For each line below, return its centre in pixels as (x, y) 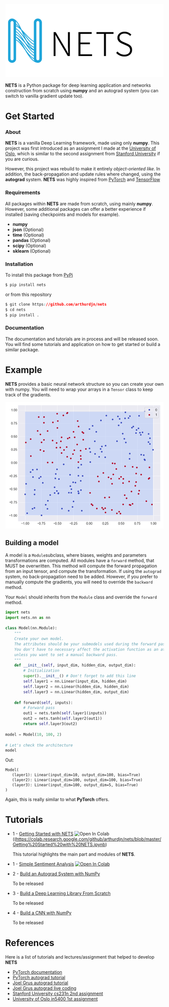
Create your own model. (39, 639)
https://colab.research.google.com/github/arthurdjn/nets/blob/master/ (89, 839)
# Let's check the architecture (39, 745)
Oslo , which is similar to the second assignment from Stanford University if (82, 154)
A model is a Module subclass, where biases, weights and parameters (76, 555)
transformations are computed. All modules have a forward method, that (80, 560)
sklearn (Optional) (32, 251)
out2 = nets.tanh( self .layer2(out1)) (63, 719)
